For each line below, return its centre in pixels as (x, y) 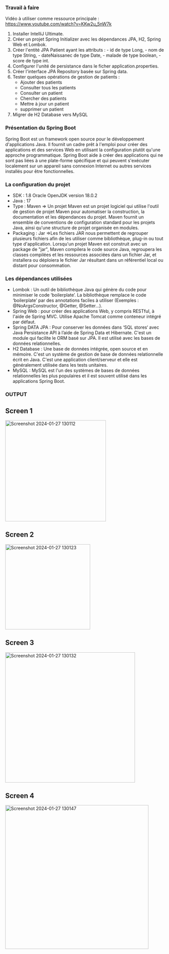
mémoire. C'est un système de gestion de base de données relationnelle (88, 355)
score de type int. (31, 61)
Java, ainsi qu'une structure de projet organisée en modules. (76, 228)
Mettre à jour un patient (44, 104)
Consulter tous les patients (48, 88)
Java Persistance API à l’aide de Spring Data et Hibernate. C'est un (82, 333)
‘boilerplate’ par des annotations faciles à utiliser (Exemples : (76, 300)
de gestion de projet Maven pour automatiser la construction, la (78, 211)
